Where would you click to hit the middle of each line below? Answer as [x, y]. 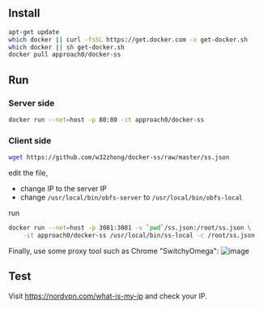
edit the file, [28, 173]
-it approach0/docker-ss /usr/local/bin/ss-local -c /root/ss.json [139, 235]
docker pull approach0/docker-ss [65, 55]
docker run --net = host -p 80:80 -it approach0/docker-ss [106, 120]
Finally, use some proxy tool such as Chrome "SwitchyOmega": [114, 251]
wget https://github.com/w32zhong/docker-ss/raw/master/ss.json [119, 157]
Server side [32, 103]
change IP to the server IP [63, 189]
